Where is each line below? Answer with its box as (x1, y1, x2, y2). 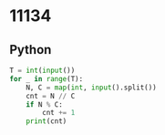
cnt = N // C (26, 91, 76, 100)
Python (9, 42, 52, 57)
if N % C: (26, 99, 64, 109)
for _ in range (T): (9, 74, 84, 83)
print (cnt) (26, 117, 67, 126)
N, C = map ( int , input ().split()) (26, 83, 157, 92)
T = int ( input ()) (9, 66, 76, 75)
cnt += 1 (42, 109, 76, 118)
